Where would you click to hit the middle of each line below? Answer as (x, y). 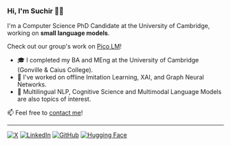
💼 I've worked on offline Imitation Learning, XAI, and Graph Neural (110, 77)
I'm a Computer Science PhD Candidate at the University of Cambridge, (109, 26)
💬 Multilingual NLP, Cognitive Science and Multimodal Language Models (119, 92)
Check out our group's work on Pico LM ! (65, 47)
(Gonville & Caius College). (55, 70)
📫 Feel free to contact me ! (45, 113)
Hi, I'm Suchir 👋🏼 (35, 11)
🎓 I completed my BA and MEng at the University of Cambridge (108, 60)
